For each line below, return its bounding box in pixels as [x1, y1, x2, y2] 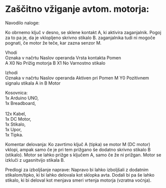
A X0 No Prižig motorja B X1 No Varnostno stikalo [5, 60, 106, 66]
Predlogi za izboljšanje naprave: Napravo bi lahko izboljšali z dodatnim [5, 167, 149, 173]
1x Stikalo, [5, 121, 26, 127]
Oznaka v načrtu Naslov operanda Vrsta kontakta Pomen [5, 54, 121, 60]
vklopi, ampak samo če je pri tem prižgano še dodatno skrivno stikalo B [5, 146, 151, 152]
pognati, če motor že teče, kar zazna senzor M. [5, 40, 102, 46]
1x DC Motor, [5, 116, 31, 122]
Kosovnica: [5, 90, 28, 95]
